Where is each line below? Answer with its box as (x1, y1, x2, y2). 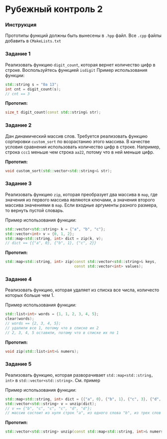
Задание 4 (5, 275, 32, 282)
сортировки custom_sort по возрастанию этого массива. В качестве (5, 138, 150, 144)
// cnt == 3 (5, 91, 30, 96)
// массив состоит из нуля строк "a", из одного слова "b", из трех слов (5, 411, 162, 416)
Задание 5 (5, 361, 32, 368)
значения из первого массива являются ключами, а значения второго (5, 197, 155, 203)
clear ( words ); (5, 316, 35, 321)
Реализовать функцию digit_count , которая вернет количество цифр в (5, 61, 156, 68)
